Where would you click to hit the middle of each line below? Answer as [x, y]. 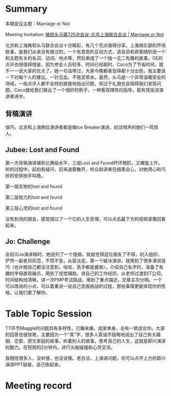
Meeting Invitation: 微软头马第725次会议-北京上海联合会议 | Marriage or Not [85, 34]
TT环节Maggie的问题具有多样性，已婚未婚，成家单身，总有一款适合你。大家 [85, 328]
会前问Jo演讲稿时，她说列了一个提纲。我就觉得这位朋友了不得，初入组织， [84, 254]
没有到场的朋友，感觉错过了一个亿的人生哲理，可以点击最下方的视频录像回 [83, 219]
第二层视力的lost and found [34, 197]
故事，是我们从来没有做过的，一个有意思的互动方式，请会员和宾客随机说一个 [85, 51]
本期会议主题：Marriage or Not [38, 23]
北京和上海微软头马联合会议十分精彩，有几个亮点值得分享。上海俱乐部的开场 [85, 45]
